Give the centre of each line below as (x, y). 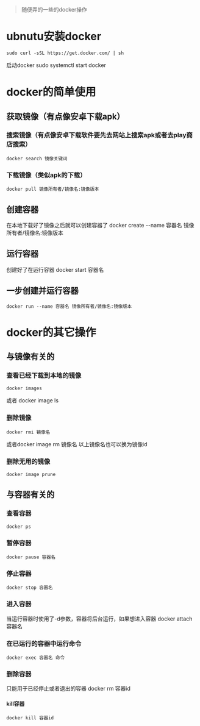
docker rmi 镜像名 (28, 432)
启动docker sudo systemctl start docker (56, 65)
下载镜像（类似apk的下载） (46, 175)
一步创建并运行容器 (42, 291)
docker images (24, 389)
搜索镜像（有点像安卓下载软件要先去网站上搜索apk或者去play (97, 135)
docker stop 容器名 (30, 588)
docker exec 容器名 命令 (36, 658)
